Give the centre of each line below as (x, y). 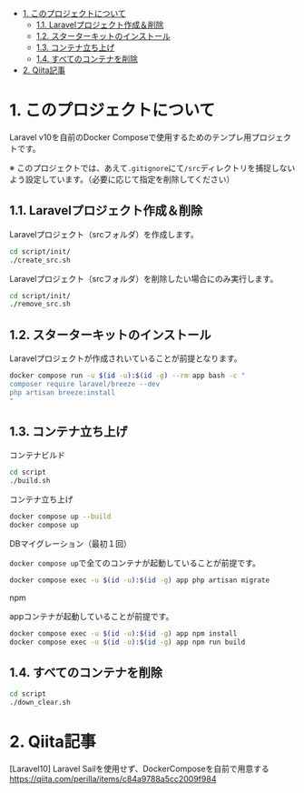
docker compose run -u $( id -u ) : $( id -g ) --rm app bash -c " (127, 376)
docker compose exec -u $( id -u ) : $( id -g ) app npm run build (127, 642)
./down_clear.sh (40, 703)
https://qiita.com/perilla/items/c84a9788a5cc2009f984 (113, 779)
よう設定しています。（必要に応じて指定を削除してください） (122, 179)
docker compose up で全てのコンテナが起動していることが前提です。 (135, 563)
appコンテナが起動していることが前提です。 (92, 616)
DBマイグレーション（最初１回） (70, 543)
